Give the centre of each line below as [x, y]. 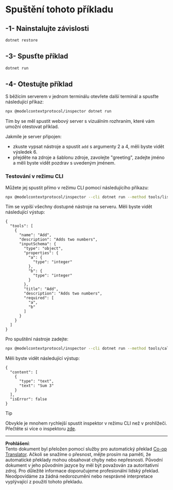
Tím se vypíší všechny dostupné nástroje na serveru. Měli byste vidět [79, 207]
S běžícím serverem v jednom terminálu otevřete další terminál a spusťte [82, 97]
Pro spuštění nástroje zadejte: [37, 339]
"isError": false [29, 400]
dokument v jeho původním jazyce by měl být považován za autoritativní [82, 465]
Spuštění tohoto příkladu [59, 10]
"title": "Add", [41, 289]
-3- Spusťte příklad [37, 56]
